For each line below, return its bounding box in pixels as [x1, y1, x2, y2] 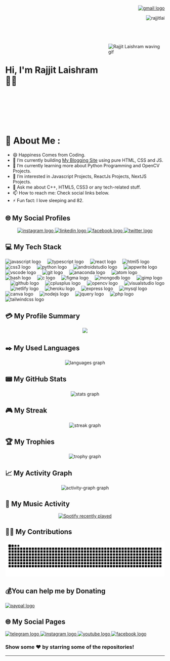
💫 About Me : [5, 135, 61, 146]
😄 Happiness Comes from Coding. [12, 152, 86, 158]
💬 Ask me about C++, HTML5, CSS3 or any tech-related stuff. [12, 184, 141, 190]
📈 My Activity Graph [5, 469, 72, 478]
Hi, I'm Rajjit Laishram [5, 64, 98, 76]
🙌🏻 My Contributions [5, 528, 72, 536]
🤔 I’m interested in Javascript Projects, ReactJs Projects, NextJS [12, 173, 147, 179]
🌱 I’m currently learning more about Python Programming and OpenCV [12, 162, 160, 168]
